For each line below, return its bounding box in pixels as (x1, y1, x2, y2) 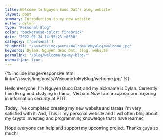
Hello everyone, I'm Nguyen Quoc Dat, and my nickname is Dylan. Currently (5, 85, 158, 91)
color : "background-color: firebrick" (5, 30, 84, 35)
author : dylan (5, 21, 34, 26)
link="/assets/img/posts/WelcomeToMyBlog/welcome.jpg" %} (5, 76, 130, 82)
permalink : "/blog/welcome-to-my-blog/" (5, 52, 89, 58)
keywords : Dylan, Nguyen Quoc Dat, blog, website (5, 48, 108, 53)
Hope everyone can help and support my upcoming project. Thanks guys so (5, 125, 159, 131)
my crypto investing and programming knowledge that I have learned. (5, 116, 145, 121)
